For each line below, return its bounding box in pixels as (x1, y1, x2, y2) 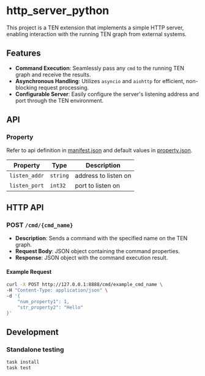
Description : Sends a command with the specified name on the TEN (15, 235, 188, 242)
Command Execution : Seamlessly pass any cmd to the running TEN (15, 64, 185, 72)
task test (6, 365, 32, 371)
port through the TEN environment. (15, 97, 104, 104)
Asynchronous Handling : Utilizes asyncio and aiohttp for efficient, (15, 77, 185, 84)
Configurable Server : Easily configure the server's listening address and (15, 90, 199, 98)
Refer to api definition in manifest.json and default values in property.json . (6, 147, 193, 154)
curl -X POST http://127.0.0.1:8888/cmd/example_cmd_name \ (6, 282, 163, 288)
